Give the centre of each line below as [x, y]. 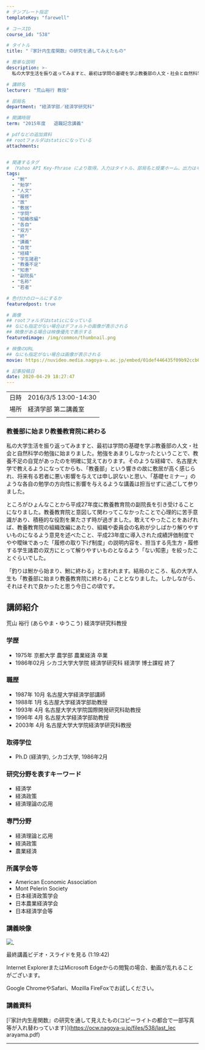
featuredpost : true [31, 304]
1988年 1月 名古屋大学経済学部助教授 [61, 702]
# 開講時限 [18, 118]
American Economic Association [56, 882]
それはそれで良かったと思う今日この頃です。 [62, 586]
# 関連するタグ [23, 162]
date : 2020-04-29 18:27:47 [41, 377]
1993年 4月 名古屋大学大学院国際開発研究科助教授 [78, 710]
